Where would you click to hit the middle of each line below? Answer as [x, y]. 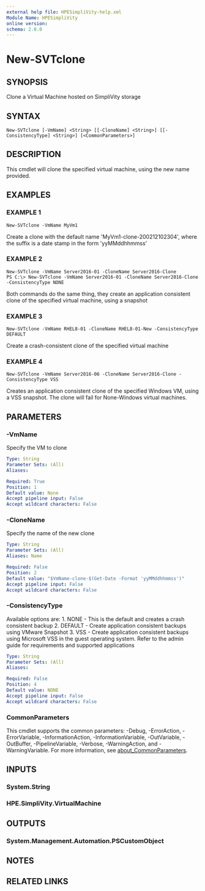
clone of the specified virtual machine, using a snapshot [77, 300]
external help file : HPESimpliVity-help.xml [64, 12]
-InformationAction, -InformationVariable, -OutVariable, [112, 738]
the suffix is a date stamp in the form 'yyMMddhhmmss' [77, 243]
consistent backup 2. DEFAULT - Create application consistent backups [96, 625]
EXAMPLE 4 [24, 361]
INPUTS [21, 770]
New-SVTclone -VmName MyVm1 [42, 225]
